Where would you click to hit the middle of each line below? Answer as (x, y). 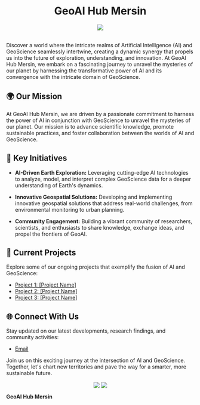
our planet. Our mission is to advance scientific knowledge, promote (90, 126)
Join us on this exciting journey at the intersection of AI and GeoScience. (96, 361)
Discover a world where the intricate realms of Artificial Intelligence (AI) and (99, 45)
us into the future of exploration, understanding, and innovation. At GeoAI (96, 57)
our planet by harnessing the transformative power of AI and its (84, 71)
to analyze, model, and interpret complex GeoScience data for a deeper (103, 179)
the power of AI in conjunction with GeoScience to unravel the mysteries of (99, 120)
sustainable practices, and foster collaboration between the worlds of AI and (100, 133)
